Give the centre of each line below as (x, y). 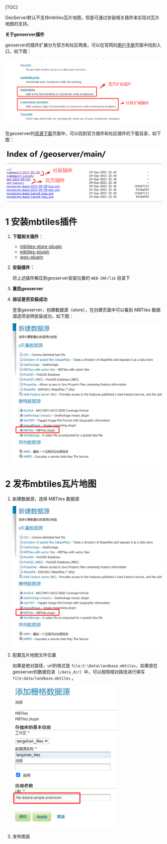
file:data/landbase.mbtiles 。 (44, 678)
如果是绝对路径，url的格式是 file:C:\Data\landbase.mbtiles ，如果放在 (85, 666)
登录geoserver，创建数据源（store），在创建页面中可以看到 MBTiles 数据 (86, 310)
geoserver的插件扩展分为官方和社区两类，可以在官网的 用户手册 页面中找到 (81, 45)
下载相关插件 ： (28, 236)
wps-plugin (31, 257)
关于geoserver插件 (25, 34)
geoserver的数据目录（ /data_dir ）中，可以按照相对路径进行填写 (79, 672)
